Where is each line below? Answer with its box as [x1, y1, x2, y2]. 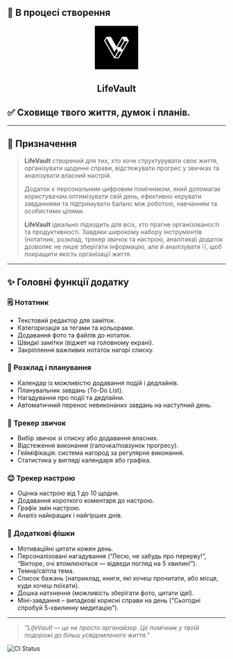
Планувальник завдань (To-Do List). [17, 386, 123, 394]
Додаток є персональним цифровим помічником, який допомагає [24, 185, 221, 193]
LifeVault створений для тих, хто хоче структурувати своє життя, [24, 156, 218, 165]
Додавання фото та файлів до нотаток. [17, 331, 132, 339]
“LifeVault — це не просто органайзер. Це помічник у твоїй [24, 623, 200, 632]
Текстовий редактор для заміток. [17, 316, 116, 324]
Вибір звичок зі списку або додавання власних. [17, 434, 159, 442]
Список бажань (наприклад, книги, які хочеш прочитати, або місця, [17, 574, 218, 582]
